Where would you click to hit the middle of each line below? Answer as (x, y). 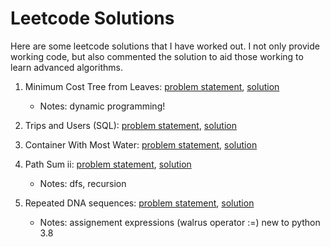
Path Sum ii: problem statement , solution (108, 164)
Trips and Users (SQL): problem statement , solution (130, 125)
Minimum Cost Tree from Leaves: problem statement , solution (152, 86)
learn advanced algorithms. (66, 67)
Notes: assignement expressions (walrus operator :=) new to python (180, 222)
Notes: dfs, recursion (83, 183)
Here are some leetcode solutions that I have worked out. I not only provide (165, 46)
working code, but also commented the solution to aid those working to (157, 56)
